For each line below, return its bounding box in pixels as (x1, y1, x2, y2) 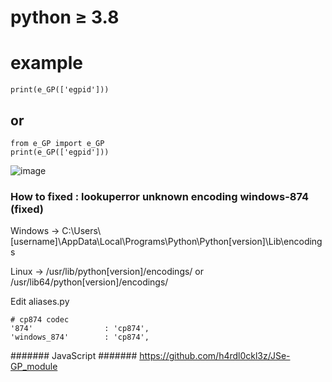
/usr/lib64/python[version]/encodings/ (10, 276, 169, 288)
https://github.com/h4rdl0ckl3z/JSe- (139, 350, 291, 362)
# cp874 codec (10, 315, 70, 325)
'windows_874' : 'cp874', (10, 332, 150, 343)
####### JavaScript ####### (10, 350, 138, 362)
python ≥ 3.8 (10, 6, 120, 29)
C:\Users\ (61, 225, 102, 237)
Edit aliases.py (10, 296, 70, 308)
